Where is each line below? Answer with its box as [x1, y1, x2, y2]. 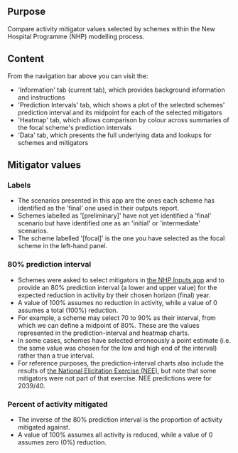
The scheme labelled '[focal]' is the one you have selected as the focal [17, 234, 225, 243]
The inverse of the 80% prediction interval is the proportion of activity [17, 415, 222, 424]
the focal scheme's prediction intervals [17, 123, 132, 132]
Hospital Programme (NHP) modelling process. [7, 32, 145, 41]
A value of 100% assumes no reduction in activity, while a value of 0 [17, 298, 218, 307]
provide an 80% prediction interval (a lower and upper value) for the [17, 283, 217, 292]
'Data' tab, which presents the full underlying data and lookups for [17, 131, 212, 139]
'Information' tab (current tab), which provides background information [17, 85, 225, 94]
